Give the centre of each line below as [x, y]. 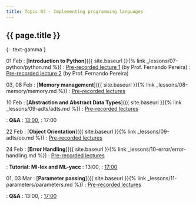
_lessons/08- [172, 85]
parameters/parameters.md [39, 185]
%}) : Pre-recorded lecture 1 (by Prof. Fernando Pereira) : [121, 67]
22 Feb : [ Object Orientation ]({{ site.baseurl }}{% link [71, 132]
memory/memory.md [31, 91]
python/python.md [29, 67]
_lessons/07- [162, 61]
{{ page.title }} [33, 36]
